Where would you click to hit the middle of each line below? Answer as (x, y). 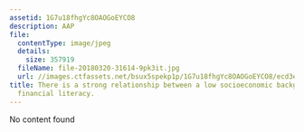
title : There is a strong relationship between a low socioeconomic (141, 85)
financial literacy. (56, 93)
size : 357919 (50, 60)
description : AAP (42, 26)
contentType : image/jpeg (64, 43)
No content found (42, 119)
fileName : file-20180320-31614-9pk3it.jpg (99, 69)
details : (34, 52)
